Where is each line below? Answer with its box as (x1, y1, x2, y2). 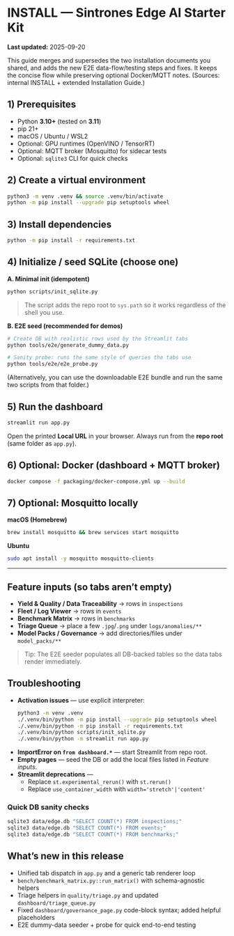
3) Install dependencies (7, 218, 112, 231)
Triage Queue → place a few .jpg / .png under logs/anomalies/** (17, 621, 203, 630)
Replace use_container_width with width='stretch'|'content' (27, 785, 206, 793)
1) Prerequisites (7, 99, 77, 111)
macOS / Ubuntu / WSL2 (17, 132, 88, 140)
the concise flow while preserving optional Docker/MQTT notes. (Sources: (7, 71, 220, 79)
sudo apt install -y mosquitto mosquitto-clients (7, 555, 155, 562)
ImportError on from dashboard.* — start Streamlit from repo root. (17, 748, 208, 756)
